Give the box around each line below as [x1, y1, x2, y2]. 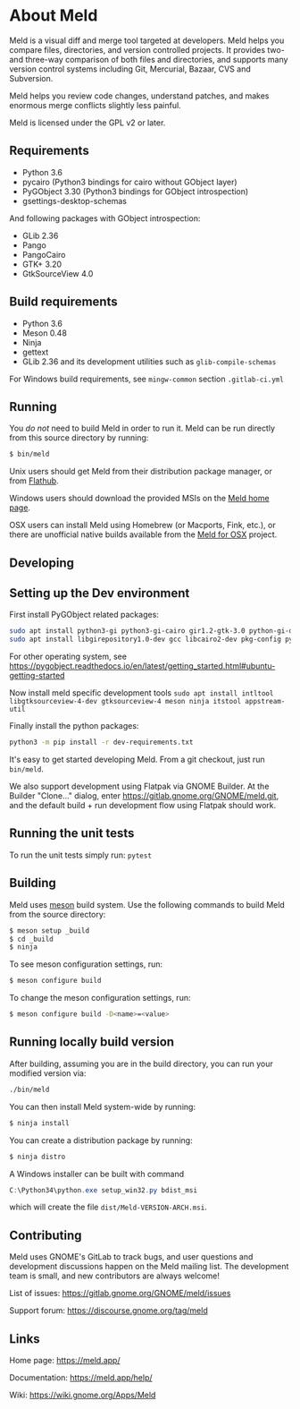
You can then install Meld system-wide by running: [9, 1101, 196, 1112]
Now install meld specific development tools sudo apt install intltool [9, 687, 274, 698]
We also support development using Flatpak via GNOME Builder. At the [9, 781, 270, 792]
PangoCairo [21, 249, 66, 260]
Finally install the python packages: [9, 721, 139, 731]
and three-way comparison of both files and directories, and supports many [9, 54, 288, 64]
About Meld [9, 5, 98, 26]
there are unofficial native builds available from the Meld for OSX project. [9, 529, 278, 540]
